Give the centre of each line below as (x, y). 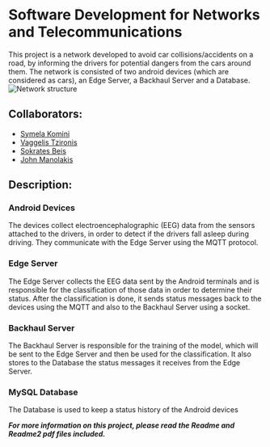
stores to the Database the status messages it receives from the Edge (124, 363)
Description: (40, 185)
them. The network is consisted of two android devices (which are (118, 71)
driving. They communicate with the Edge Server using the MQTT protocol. (133, 242)
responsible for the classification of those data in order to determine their (130, 289)
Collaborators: (46, 114)
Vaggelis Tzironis (49, 142)
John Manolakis (46, 159)
